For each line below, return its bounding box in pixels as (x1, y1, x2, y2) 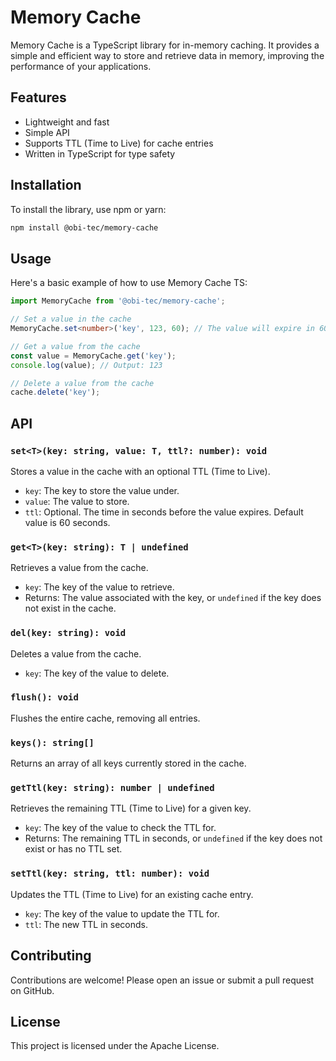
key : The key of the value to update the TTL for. (24, 907, 220, 920)
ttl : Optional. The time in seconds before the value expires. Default (24, 506, 304, 518)
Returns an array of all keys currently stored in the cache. (10, 757, 247, 770)
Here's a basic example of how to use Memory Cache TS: (10, 277, 248, 289)
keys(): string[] (10, 737, 95, 748)
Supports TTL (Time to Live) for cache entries (24, 137, 214, 149)
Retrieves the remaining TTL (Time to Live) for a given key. (10, 802, 252, 815)
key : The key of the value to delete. (24, 667, 170, 679)
